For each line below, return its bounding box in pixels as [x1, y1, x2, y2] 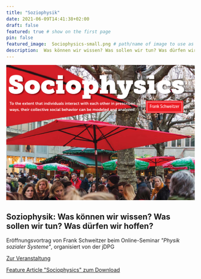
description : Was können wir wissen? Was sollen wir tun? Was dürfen [6, 48, 186, 54]
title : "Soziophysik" [6, 10, 60, 16]
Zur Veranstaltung [6, 255, 51, 262]
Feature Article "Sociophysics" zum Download [6, 266, 120, 274]
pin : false [6, 35, 33, 41]
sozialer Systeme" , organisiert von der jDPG [6, 243, 115, 250]
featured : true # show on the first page [6, 29, 111, 35]
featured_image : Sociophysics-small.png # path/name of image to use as [6, 41, 194, 47]
